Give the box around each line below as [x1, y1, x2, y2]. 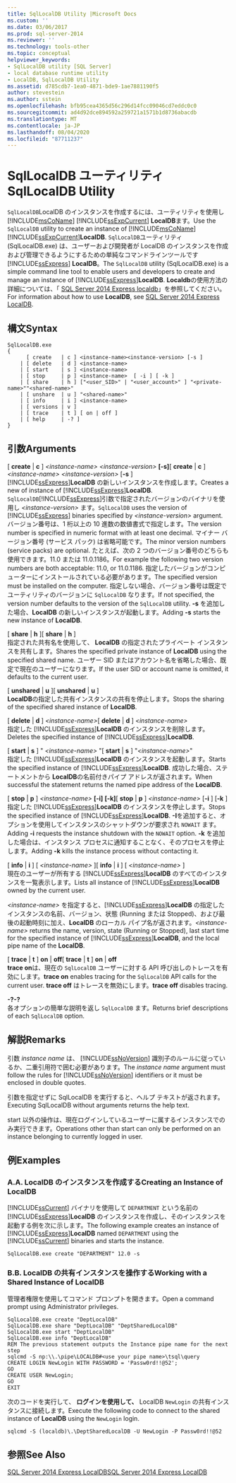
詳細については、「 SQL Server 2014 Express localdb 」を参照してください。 [7, 284, 226, 293]
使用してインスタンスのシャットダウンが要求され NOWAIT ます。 [37, 820, 221, 828]
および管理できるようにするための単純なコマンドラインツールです [7, 250, 199, 259]
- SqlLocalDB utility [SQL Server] [7, 63, 112, 70]
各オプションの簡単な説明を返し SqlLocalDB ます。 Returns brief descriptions [7, 1004, 229, 1012]
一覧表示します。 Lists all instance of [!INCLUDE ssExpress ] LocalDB [25, 878, 221, 886]
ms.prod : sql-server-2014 [7, 30, 83, 37]
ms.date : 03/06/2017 [7, 23, 68, 30]
